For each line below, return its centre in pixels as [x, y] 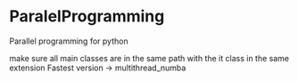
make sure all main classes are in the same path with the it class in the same [149, 58]
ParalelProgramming [87, 16]
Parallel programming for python [69, 41]
